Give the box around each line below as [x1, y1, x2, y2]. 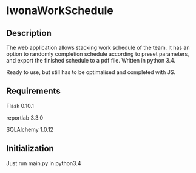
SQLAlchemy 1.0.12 [6, 126, 53, 133]
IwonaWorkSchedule [6, 4, 113, 18]
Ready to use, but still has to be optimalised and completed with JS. [6, 69, 176, 76]
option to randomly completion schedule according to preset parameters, [6, 50, 189, 58]
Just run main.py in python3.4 [6, 159, 81, 167]
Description [6, 28, 52, 38]
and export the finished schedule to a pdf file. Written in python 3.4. [6, 57, 176, 64]
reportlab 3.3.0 [6, 114, 44, 121]
